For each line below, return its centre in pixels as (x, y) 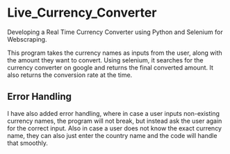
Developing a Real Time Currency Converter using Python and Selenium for (115, 32)
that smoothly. (28, 143)
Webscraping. (27, 39)
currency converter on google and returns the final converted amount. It (110, 67)
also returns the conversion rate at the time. (70, 75)
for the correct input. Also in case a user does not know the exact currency (115, 128)
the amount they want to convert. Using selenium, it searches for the (105, 60)
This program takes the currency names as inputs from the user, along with (115, 53)
